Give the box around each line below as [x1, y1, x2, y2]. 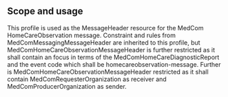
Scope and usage [7, 6, 83, 17]
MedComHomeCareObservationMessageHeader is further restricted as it [7, 45, 216, 54]
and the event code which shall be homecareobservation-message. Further [7, 60, 222, 68]
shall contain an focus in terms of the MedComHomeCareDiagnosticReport [7, 53, 220, 61]
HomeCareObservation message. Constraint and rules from [7, 31, 176, 39]
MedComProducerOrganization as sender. [7, 82, 127, 90]
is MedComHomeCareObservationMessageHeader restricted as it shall [7, 67, 209, 76]
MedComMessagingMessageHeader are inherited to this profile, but [7, 38, 201, 47]
